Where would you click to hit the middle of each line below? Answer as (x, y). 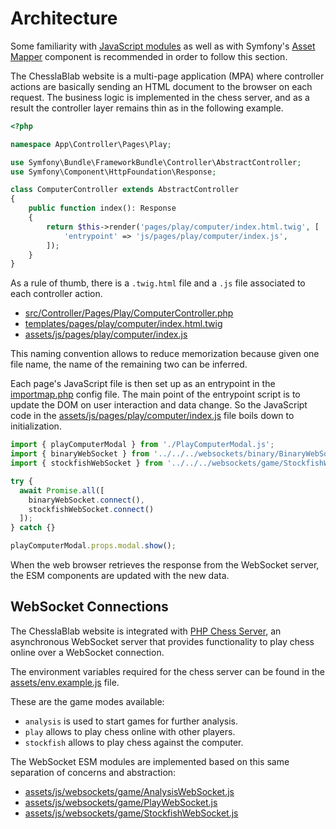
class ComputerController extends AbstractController (125, 190)
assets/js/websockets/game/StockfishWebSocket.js (131, 813)
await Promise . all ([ (62, 490)
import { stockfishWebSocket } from (86, 463)
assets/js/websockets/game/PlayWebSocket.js (121, 802)
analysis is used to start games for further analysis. (131, 721)
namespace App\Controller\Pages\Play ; (91, 144)
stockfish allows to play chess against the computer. (134, 742)
